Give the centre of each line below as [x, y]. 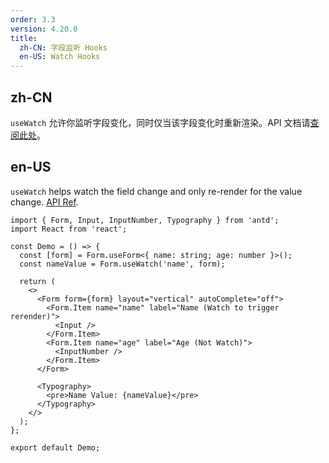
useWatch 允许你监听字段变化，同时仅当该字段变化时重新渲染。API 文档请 [160, 122]
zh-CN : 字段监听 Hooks [63, 47]
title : [24, 38]
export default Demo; [55, 447]
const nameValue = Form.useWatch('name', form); [122, 264]
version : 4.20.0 [44, 29]
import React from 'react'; [69, 229]
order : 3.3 [33, 19]
